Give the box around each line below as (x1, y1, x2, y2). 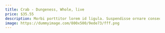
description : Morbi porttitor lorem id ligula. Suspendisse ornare (5, 16, 146, 21)
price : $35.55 (5, 12, 34, 16)
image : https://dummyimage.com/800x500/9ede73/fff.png (5, 20, 120, 26)
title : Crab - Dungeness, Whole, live (5, 7, 84, 12)
